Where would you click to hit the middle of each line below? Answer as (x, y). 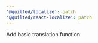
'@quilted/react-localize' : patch (49, 17)
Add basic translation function (43, 34)
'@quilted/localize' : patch (41, 12)
